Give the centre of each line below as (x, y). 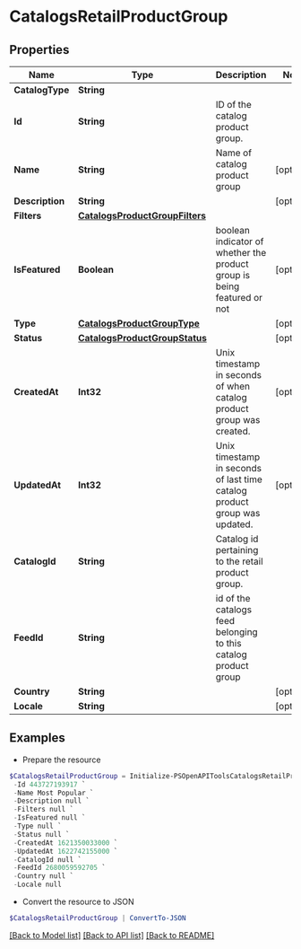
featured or (239, 298)
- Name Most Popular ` (53, 793)
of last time (239, 479)
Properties (39, 50)
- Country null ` (43, 876)
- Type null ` (38, 826)
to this (228, 643)
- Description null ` (52, 801)
